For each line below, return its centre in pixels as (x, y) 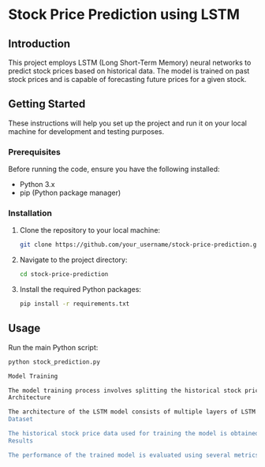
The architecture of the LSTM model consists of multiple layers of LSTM (132, 412)
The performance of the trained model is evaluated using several (119, 455)
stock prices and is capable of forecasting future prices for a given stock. (127, 79)
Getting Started (47, 104)
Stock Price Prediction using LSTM (124, 15)
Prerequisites (34, 151)
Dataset (21, 420)
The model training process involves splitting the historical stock (125, 390)
